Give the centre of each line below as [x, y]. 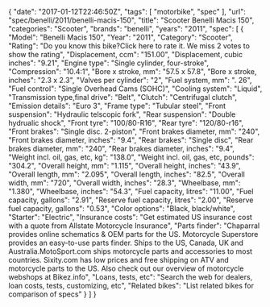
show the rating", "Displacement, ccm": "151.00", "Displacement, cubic [126, 54]
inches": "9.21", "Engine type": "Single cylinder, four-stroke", [109, 63]
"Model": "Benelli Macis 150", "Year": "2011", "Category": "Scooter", [121, 37]
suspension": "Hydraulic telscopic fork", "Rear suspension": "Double [122, 114]
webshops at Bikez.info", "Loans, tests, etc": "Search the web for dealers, [131, 277]
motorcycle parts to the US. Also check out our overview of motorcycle [126, 268]
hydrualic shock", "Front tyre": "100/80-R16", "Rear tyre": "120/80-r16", [126, 123]
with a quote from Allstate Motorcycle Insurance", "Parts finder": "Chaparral [134, 226]
